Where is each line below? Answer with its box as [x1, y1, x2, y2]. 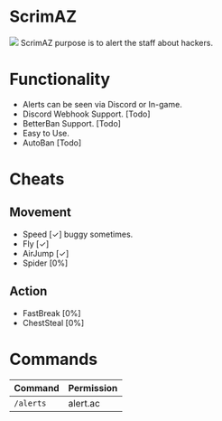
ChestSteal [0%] [22, 317, 85, 328]
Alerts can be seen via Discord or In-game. [22, 98, 182, 109]
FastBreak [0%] [22, 307, 81, 318]
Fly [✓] [22, 238, 50, 249]
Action [9, 284, 48, 299]
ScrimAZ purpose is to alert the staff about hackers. [20, 37, 214, 48]
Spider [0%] [22, 257, 69, 268]
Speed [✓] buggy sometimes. [22, 229, 134, 239]
